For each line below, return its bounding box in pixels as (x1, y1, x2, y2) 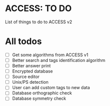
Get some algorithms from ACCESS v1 (12, 52, 89, 58)
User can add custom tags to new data (12, 85, 90, 91)
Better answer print (12, 63, 51, 68)
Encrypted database (12, 68, 53, 74)
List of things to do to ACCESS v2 (5, 19, 72, 25)
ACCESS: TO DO (5, 3, 72, 14)
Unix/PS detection (12, 79, 49, 85)
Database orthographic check (12, 90, 72, 96)
